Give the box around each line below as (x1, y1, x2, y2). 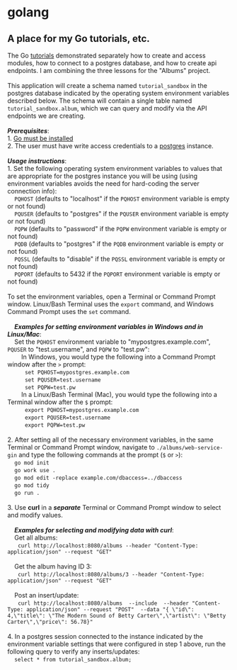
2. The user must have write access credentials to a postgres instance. (7, 142, 214, 150)
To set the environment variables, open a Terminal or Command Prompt (7, 292, 216, 301)
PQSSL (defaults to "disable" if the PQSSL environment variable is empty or (13, 255, 226, 263)
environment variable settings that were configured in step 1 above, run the (7, 640, 226, 648)
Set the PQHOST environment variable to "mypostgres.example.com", (13, 337, 211, 346)
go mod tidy (13, 482, 50, 489)
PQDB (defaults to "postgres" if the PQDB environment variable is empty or (13, 240, 224, 248)
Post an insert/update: (13, 591, 79, 599)
